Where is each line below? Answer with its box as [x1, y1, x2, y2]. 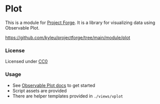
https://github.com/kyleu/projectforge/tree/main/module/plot [5, 34, 130, 40]
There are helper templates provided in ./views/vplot [12, 93, 123, 99]
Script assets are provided [12, 87, 67, 93]
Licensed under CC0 [5, 58, 48, 64]
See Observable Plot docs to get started [12, 82, 95, 88]
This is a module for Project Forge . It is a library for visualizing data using [5, 19, 155, 25]
